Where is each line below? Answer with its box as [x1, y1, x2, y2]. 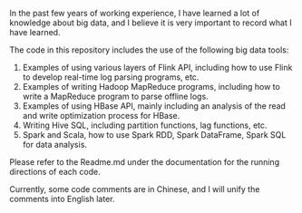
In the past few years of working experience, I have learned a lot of [9, 8, 260, 18]
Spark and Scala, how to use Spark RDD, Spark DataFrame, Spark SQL [22, 130, 287, 140]
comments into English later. [9, 194, 115, 204]
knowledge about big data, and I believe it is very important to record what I [9, 17, 292, 28]
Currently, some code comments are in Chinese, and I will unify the [9, 184, 260, 194]
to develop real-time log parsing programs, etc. [22, 72, 200, 82]
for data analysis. [22, 140, 88, 150]
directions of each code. [9, 167, 102, 177]
